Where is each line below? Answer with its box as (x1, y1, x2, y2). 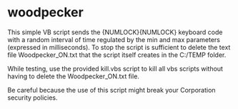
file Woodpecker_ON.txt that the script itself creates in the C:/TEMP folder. (7, 51, 227, 59)
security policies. (7, 93, 59, 102)
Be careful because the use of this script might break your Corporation (7, 85, 216, 94)
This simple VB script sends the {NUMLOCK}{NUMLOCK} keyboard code (7, 28, 223, 36)
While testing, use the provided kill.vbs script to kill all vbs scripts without (7, 64, 224, 73)
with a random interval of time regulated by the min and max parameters (7, 35, 220, 43)
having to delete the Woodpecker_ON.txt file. (7, 72, 139, 81)
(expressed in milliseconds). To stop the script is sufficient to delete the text (7, 43, 231, 51)
